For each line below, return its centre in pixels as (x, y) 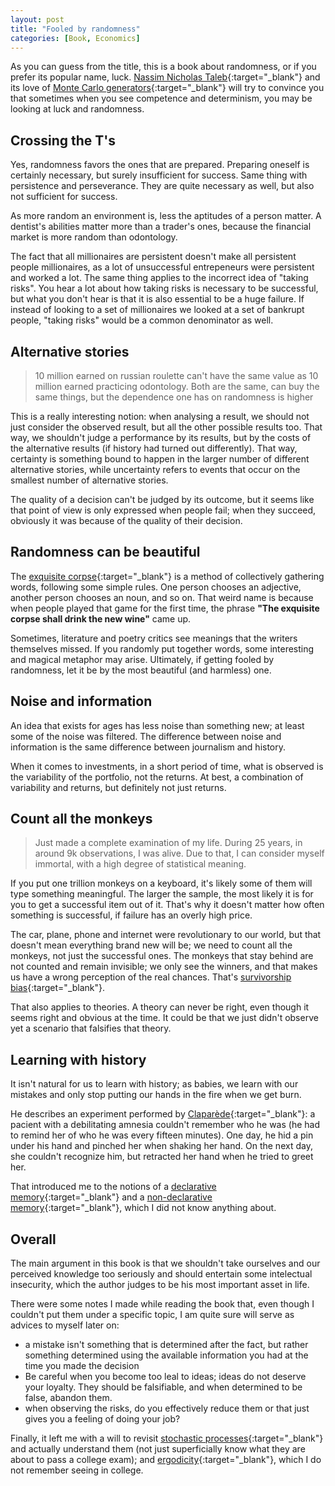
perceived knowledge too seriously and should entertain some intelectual (161, 1274)
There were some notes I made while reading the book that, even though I (162, 1304)
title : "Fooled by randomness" (75, 29)
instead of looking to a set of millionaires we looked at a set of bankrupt (157, 310)
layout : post (37, 19)
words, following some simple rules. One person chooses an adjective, (156, 587)
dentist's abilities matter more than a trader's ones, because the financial (161, 227)
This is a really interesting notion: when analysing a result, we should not (160, 416)
